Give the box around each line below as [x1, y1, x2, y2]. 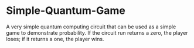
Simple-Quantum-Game [6, 4, 126, 17]
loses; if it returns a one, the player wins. [6, 35, 104, 42]
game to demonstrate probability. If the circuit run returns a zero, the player [6, 29, 189, 36]
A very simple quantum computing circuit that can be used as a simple [6, 23, 176, 30]
